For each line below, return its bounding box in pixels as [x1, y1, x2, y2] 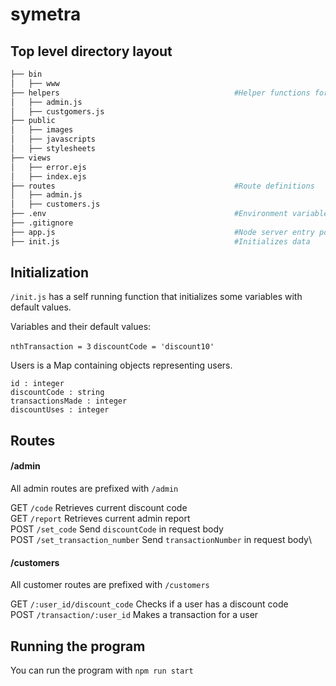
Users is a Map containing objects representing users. [10, 359, 233, 372]
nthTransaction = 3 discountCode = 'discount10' [10, 342, 215, 352]
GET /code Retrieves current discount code [10, 502, 188, 514]
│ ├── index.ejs [10, 171, 87, 182]
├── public [10, 116, 56, 126]
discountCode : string [10, 388, 105, 398]
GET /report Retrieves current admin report [10, 513, 191, 525]
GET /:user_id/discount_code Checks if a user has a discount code [10, 598, 289, 610]
